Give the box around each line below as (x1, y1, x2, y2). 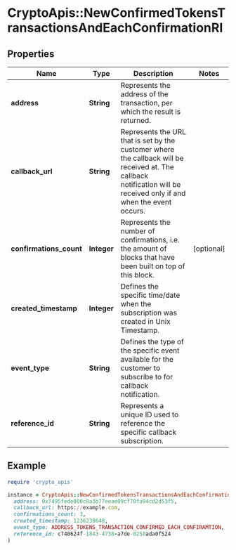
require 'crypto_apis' (7, 478, 74, 485)
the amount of (120, 244, 167, 254)
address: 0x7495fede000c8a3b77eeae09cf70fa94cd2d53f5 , (13, 497, 178, 505)
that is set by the (120, 136, 176, 145)
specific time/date (120, 290, 181, 300)
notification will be (120, 180, 181, 189)
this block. (120, 270, 155, 280)
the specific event (120, 346, 180, 355)
